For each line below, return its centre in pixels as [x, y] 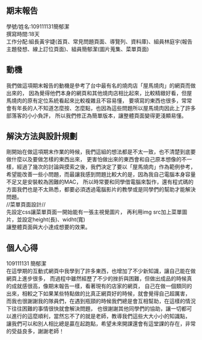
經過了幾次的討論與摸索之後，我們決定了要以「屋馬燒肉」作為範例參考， [106, 167]
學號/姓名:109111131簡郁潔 [38, 26]
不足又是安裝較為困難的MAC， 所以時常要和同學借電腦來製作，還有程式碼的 [100, 182]
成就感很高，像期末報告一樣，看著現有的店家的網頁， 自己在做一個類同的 [102, 286]
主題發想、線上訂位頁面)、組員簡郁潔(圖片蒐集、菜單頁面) [78, 49]
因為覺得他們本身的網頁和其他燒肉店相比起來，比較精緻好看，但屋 [110, 93]
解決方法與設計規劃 [42, 136]
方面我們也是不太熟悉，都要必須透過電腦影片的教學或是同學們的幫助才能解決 [101, 190]
